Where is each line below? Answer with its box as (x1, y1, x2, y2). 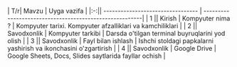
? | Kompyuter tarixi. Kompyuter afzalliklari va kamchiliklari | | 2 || (7, 22, 198, 30)
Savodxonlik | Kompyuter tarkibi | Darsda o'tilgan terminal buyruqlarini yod (7, 29, 226, 37)
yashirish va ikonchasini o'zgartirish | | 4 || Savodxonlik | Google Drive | (7, 44, 217, 52)
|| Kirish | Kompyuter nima (154, 14, 231, 23)
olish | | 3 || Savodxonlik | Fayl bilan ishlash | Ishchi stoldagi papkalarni (7, 37, 214, 45)
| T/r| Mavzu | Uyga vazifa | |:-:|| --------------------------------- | (7, 7, 202, 15)
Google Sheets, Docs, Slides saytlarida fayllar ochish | (7, 51, 166, 60)
